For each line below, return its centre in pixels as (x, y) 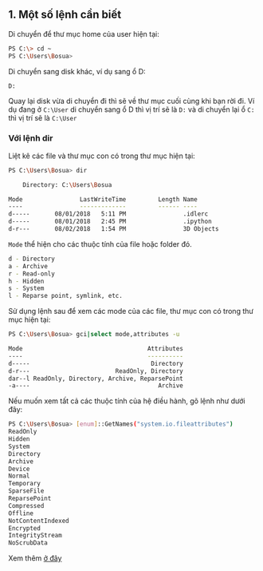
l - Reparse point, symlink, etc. (66, 296)
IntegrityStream (35, 536)
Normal (19, 476)
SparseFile (26, 491)
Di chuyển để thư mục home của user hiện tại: (84, 34)
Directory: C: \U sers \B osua (67, 184)
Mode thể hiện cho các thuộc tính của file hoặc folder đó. (100, 244)
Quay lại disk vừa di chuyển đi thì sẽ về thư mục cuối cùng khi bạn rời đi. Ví (131, 101)
